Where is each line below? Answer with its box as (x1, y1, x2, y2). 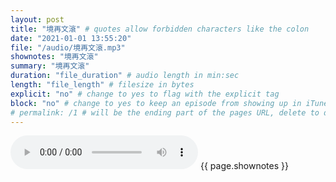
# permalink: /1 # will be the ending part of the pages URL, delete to (10, 107, 320, 118)
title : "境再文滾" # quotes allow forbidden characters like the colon (10, 24, 310, 34)
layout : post (10, 14, 65, 25)
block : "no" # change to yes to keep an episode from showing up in (10, 98, 302, 108)
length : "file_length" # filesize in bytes (10, 80, 195, 90)
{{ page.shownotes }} (199, 160, 289, 172)
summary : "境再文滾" (10, 61, 90, 71)
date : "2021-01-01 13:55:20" (10, 33, 132, 43)
